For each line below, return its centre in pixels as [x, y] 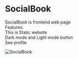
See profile [16, 42]
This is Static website [26, 32]
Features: [14, 27]
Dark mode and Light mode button [39, 37]
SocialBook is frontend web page [38, 22]
